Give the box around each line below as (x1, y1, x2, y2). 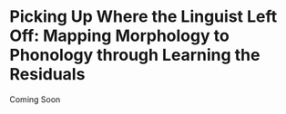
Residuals (9, 64, 86, 85)
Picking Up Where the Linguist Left (9, 6, 278, 27)
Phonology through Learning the (9, 45, 260, 65)
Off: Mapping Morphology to (9, 25, 230, 46)
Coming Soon (9, 93, 61, 105)
